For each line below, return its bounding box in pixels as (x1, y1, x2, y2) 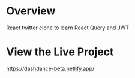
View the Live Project (6, 45, 114, 59)
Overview (6, 4, 56, 18)
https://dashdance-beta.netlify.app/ (6, 65, 95, 72)
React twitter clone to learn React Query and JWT (6, 24, 130, 31)
